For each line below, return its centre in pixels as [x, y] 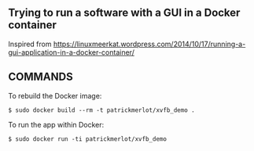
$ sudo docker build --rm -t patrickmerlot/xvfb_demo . [101, 110]
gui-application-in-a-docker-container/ [72, 52]
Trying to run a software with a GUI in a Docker [124, 13]
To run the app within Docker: [56, 124]
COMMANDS [40, 77]
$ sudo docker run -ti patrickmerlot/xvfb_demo [88, 139]
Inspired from [30, 44]
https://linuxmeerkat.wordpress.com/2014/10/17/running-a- [149, 44]
